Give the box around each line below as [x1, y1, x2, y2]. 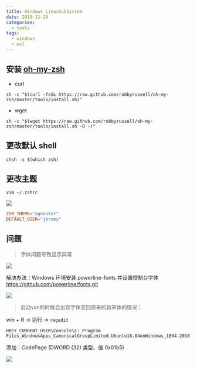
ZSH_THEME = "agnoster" [6, 211, 59, 217]
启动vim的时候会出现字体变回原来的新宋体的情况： [20, 304, 142, 311]
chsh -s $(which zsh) [6, 156, 59, 163]
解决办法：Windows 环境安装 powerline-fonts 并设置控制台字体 [6, 274, 159, 281]
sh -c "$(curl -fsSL [6, 91, 57, 97]
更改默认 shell [6, 141, 57, 151]
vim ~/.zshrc [6, 190, 38, 196]
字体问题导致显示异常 [20, 250, 72, 257]
